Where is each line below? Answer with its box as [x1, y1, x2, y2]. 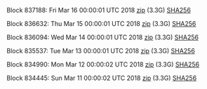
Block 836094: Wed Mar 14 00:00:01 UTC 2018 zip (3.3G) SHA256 [6, 33, 199, 41]
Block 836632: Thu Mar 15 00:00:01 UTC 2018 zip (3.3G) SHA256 [6, 20, 196, 27]
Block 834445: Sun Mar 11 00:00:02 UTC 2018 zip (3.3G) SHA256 [6, 74, 197, 82]
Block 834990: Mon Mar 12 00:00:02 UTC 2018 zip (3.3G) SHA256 [6, 60, 200, 69]
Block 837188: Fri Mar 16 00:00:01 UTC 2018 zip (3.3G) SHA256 [6, 6, 191, 14]
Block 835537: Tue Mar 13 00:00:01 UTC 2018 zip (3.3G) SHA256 [6, 47, 196, 55]
